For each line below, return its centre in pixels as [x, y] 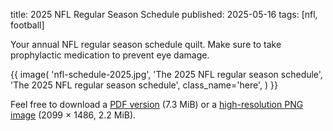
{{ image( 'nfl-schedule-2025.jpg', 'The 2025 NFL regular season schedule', [166, 74]
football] [27, 25]
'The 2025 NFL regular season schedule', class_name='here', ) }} [144, 85]
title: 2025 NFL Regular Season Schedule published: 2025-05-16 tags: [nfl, [164, 14]
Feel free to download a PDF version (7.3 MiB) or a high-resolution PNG [157, 104]
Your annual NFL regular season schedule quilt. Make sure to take [146, 44]
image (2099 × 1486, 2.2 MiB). [73, 115]
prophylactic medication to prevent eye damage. [110, 55]
